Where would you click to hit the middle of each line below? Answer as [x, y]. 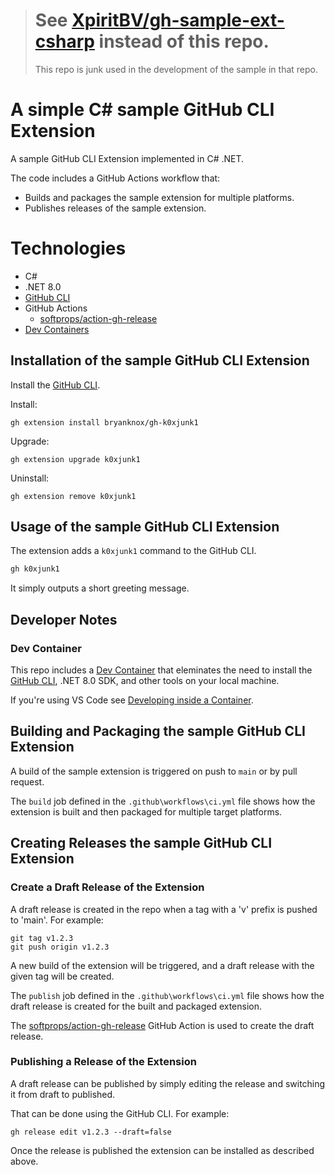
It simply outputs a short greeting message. [100, 588]
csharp [64, 41]
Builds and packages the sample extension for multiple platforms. [159, 197]
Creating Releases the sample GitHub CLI [141, 843]
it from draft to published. [63, 1094]
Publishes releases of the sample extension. [115, 208]
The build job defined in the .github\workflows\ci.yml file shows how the [163, 801]
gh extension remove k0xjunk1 [73, 496]
